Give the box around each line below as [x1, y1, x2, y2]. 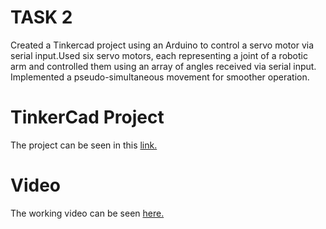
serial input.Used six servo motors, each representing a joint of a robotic [10, 49, 308, 61]
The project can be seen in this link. [10, 139, 158, 151]
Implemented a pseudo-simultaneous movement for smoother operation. [10, 71, 310, 83]
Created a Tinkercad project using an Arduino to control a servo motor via [10, 39, 315, 51]
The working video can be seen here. [10, 207, 165, 219]
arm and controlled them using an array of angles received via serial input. [10, 60, 317, 72]
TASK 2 [10, 6, 73, 29]
